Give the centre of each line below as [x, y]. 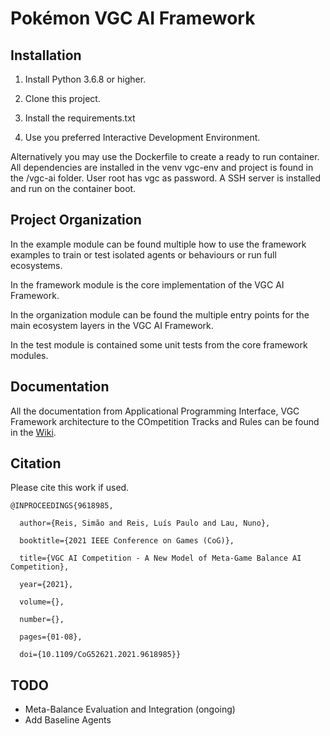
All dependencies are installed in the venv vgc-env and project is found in [162, 167]
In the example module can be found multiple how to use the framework [158, 244]
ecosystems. [36, 265]
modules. [29, 355]
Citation [36, 463]
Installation [46, 55]
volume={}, [42, 602]
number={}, [42, 620]
